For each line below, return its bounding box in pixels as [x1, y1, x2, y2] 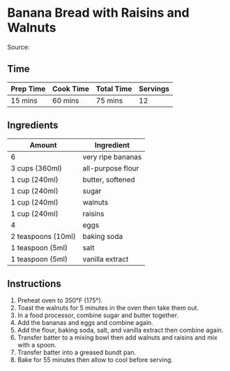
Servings [139, 84, 169, 94]
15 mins [10, 96, 38, 106]
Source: [7, 43, 30, 51]
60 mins [52, 96, 79, 106]
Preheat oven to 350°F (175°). [17, 296, 103, 305]
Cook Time [52, 84, 89, 94]
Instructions [7, 277, 61, 289]
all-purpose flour [82, 163, 139, 173]
